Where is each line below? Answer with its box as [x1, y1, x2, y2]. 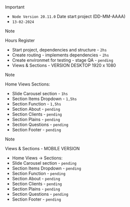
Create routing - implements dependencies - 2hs [12, 52, 109, 58]
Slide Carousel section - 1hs [12, 91, 68, 96]
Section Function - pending [12, 171, 65, 176]
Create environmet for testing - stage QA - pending [12, 57, 114, 63]
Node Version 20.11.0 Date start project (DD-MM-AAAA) [12, 14, 126, 19]
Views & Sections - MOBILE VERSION [5, 146, 80, 151]
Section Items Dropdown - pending [12, 165, 81, 171]
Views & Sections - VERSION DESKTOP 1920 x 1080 [12, 63, 116, 68]
